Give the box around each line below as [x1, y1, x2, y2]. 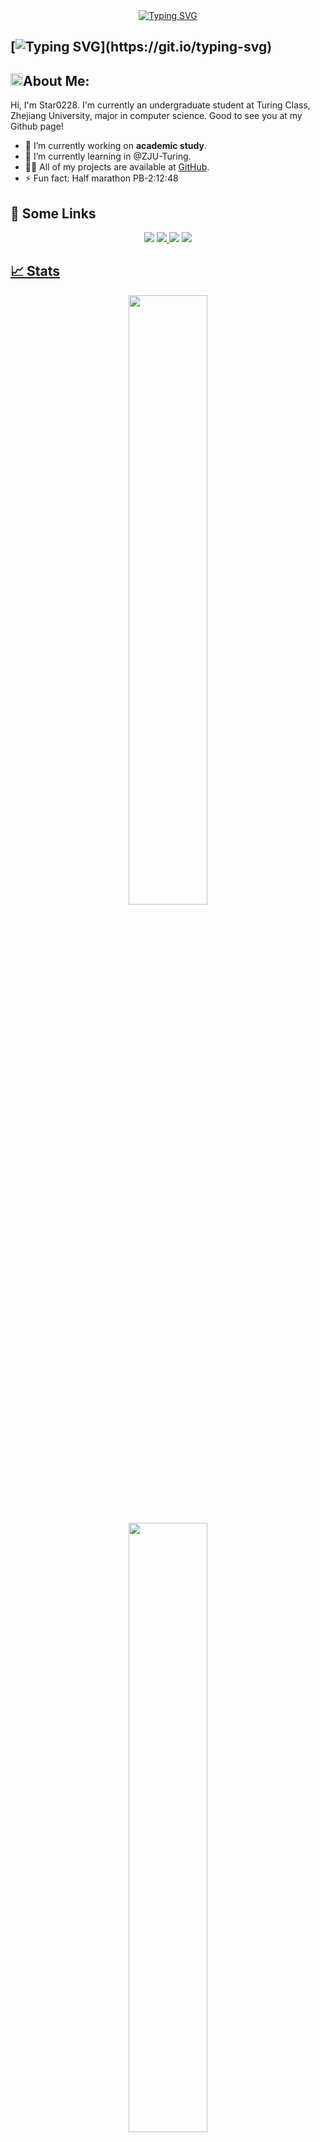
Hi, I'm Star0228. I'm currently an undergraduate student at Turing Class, [10, 99, 311, 111]
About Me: [23, 72, 90, 89]
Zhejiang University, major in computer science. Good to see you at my [10, 110, 303, 122]
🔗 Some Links [10, 205, 97, 222]
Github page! [10, 120, 64, 133]
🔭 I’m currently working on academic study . [24, 140, 207, 152]
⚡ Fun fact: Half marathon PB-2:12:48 [24, 172, 179, 184]
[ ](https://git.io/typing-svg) [10, 39, 273, 56]
